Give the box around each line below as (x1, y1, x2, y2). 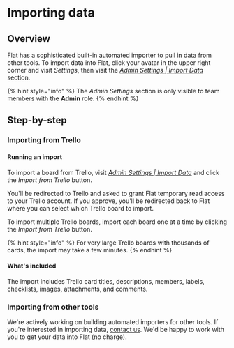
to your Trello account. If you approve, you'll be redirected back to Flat (7, 197, 210, 205)
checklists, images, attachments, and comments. (7, 285, 148, 293)
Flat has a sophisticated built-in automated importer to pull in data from (7, 51, 212, 59)
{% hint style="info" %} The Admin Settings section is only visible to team (7, 87, 220, 95)
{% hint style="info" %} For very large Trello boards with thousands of (7, 239, 210, 247)
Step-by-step (7, 114, 68, 126)
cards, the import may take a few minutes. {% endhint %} (7, 245, 173, 254)
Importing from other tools (7, 302, 99, 312)
